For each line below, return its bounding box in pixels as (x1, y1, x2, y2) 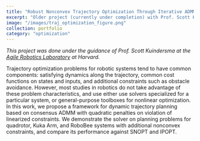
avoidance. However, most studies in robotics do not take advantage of (6, 84, 181, 91)
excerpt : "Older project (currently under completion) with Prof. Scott (6, 14, 190, 20)
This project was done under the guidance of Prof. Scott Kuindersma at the (6, 47, 191, 54)
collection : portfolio (6, 25, 62, 32)
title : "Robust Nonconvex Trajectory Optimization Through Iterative (6, 8, 183, 15)
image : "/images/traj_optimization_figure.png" (6, 20, 127, 26)
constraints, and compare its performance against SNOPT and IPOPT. (6, 129, 177, 136)
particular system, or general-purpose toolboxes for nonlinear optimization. (6, 96, 191, 104)
